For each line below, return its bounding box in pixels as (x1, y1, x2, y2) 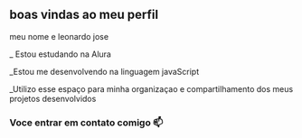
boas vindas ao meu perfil (9, 7, 159, 23)
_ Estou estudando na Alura (9, 49, 111, 60)
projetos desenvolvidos (9, 93, 97, 104)
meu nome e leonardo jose (9, 31, 109, 41)
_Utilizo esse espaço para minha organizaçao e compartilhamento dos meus (9, 83, 294, 94)
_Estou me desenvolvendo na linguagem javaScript (9, 66, 200, 77)
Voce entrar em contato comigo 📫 (9, 116, 164, 129)
